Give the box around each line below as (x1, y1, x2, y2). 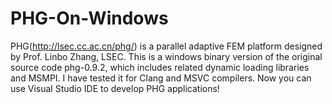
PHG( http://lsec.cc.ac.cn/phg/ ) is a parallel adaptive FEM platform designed (10, 40, 323, 52)
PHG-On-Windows (10, 7, 169, 30)
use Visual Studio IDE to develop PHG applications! (10, 82, 220, 94)
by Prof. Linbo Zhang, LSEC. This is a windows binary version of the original (10, 50, 323, 62)
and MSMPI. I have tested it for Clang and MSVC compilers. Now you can (10, 72, 312, 84)
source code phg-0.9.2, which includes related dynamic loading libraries (10, 61, 310, 73)
